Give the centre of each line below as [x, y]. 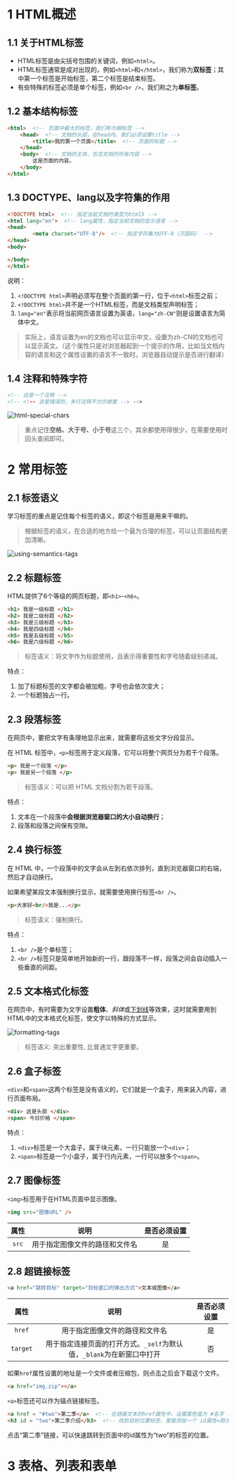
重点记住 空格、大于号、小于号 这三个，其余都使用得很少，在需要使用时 [126, 430]
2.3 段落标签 [34, 719]
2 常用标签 [38, 470]
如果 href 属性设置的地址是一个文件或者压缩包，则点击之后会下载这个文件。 [115, 1373]
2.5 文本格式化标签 [48, 991]
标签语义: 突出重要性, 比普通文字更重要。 [83, 1047]
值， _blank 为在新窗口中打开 [114, 1354]
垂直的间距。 [42, 967]
